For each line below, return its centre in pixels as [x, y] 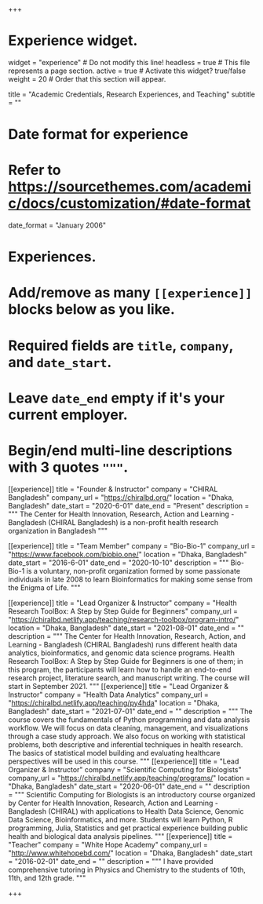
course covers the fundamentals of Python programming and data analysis [129, 720]
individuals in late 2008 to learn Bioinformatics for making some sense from [130, 579]
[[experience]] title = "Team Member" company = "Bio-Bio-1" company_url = [132, 545]
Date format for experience [98, 135]
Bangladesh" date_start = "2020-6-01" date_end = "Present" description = [129, 505]
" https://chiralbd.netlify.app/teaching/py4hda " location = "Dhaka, [114, 702]
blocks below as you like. [91, 310]
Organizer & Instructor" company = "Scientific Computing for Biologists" [125, 769]
